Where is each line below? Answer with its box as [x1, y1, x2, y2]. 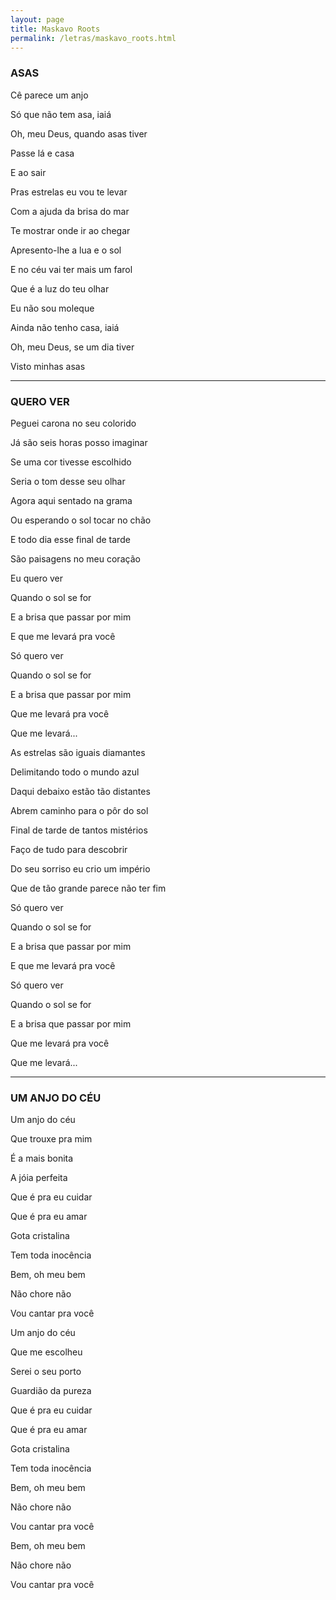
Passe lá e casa [10, 147, 75, 159]
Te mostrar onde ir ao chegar [10, 224, 131, 236]
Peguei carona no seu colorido [10, 417, 137, 429]
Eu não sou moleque [10, 302, 95, 314]
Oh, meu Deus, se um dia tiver [10, 341, 135, 353]
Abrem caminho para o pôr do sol [10, 804, 149, 816]
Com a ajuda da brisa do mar [10, 205, 130, 217]
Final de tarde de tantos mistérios [10, 824, 148, 836]
